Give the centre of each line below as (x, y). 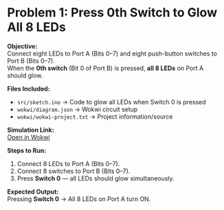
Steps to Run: (27, 150)
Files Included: (29, 89)
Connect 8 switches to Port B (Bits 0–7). (74, 171)
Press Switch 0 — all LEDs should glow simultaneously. (96, 178)
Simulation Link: (31, 130)
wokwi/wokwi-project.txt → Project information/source (95, 116)
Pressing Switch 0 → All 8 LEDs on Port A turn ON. (79, 199)
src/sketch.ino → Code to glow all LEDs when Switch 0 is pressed (111, 102)
